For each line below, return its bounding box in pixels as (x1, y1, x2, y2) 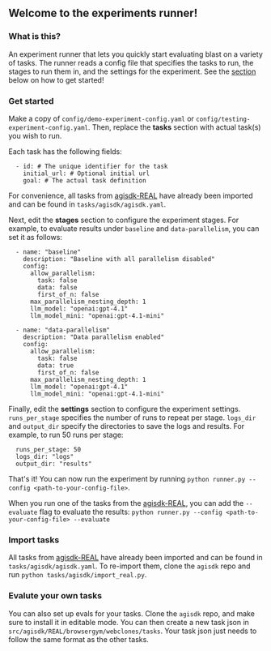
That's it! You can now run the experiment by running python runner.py (8, 473, 246, 483)
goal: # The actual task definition (23, 176, 147, 185)
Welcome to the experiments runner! (8, 6, 198, 20)
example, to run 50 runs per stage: (8, 430, 124, 439)
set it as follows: (8, 232, 63, 242)
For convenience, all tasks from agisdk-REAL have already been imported (8, 191, 253, 200)
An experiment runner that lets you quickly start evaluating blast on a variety (8, 49, 263, 59)
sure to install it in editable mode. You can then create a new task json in (8, 617, 249, 627)
